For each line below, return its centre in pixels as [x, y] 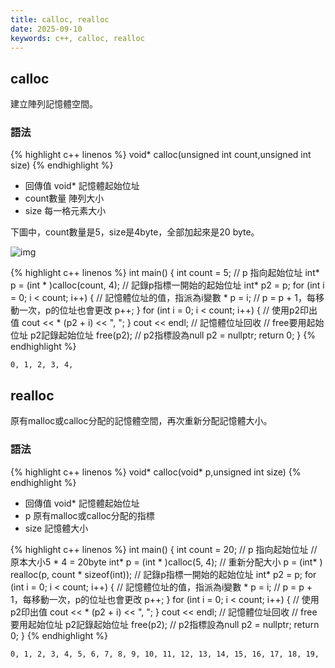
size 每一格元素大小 [65, 211]
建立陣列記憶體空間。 [54, 104]
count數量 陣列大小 [64, 198]
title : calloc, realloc [60, 19]
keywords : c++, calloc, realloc [77, 38]
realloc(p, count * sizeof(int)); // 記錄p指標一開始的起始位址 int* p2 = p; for [163, 574]
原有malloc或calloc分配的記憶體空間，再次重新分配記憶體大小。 [141, 421]
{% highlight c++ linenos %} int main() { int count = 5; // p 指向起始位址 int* [165, 273]
